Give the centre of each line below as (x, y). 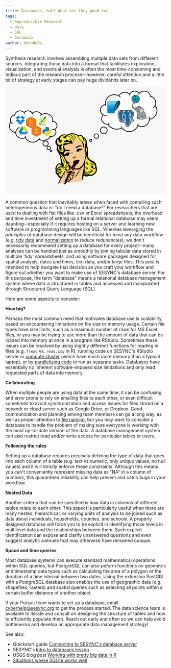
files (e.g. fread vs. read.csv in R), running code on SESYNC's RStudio (79, 351)
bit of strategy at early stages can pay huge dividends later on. (71, 80)
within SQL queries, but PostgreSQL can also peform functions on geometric (86, 565)
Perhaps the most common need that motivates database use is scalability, (84, 318)
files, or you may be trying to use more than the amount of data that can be (84, 335)
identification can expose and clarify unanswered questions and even (78, 535)
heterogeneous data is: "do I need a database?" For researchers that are (81, 207)
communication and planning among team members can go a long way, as (83, 414)
